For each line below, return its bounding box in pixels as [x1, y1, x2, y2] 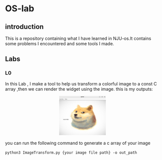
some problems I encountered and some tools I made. [5, 41, 114, 47]
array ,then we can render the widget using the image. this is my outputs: [5, 86, 153, 92]
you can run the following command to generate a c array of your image [5, 140, 151, 146]
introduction [5, 23, 44, 31]
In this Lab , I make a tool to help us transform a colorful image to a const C [5, 80, 157, 86]
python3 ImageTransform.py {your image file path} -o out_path [5, 150, 137, 155]
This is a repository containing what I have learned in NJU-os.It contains [5, 35, 151, 41]
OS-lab [5, 3, 34, 14]
